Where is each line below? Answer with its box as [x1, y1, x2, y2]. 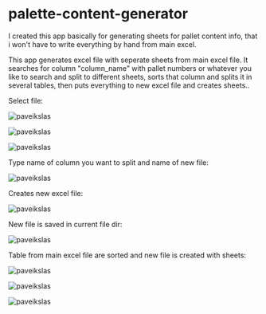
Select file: [8, 96, 44, 105]
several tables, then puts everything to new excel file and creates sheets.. [8, 80, 250, 90]
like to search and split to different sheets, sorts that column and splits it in [8, 72, 252, 81]
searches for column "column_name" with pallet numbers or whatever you [8, 63, 252, 73]
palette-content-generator [8, 5, 189, 23]
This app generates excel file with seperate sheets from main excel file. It [8, 55, 248, 65]
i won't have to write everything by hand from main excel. [8, 39, 197, 49]
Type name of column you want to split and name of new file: [8, 157, 209, 167]
